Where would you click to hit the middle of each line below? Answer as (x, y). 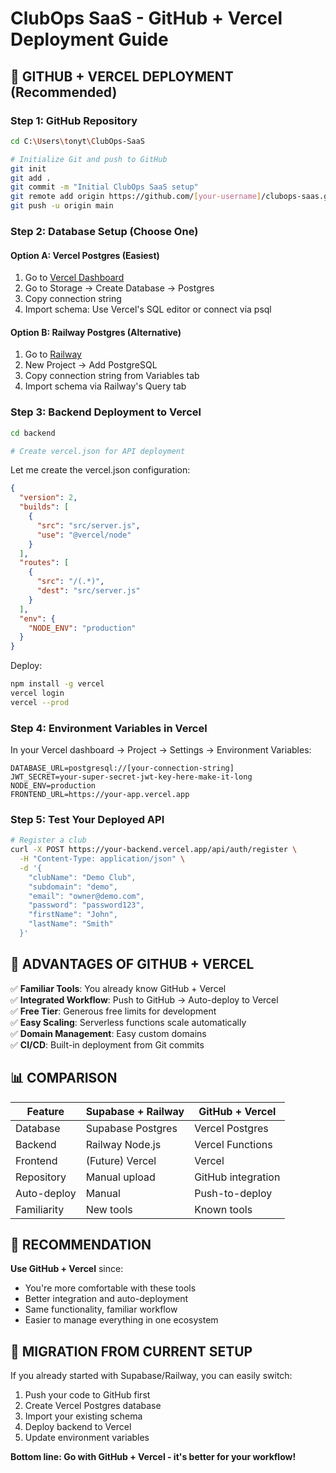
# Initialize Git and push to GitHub (89, 159)
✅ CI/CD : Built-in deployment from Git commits (107, 1044)
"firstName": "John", (73, 915)
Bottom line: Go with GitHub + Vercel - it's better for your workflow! (153, 1457)
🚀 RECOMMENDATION (81, 1244)
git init (28, 168)
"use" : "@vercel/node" (84, 535)
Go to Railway (53, 354)
